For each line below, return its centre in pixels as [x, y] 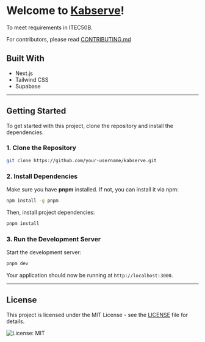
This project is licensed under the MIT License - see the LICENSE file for [97, 315]
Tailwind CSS [32, 79]
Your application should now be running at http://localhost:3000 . [90, 275]
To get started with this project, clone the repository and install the [90, 126]
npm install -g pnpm [33, 201]
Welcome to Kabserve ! [65, 11]
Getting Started [36, 111]
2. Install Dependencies [42, 176]
